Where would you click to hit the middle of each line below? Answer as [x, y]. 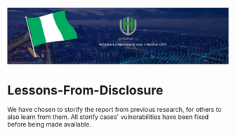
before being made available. [49, 125]
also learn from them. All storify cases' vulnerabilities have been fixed [108, 117]
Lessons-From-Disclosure [85, 90]
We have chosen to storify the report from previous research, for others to [114, 110]
